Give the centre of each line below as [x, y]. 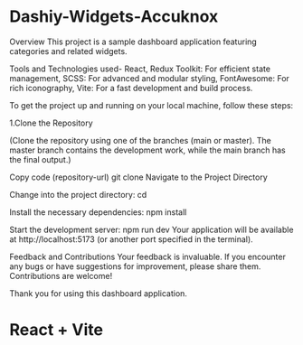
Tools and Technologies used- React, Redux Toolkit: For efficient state [140, 69]
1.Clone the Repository [51, 123]
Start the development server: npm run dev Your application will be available [151, 229]
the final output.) [40, 159]
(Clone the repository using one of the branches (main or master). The [140, 140]
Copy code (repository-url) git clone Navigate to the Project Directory [139, 177]
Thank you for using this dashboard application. [99, 293]
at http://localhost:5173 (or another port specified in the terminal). [131, 239]
